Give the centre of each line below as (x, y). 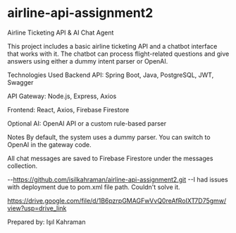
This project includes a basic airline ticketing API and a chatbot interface (112, 46)
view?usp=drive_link (37, 208)
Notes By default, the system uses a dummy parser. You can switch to (109, 137)
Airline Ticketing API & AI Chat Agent (61, 32)
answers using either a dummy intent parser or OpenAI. (88, 61)
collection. (23, 166)
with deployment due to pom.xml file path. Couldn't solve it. (94, 187)
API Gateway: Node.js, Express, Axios (62, 96)
